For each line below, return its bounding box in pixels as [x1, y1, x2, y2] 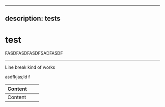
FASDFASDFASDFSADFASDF [5, 50, 63, 56]
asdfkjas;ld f [5, 74, 30, 80]
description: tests [5, 14, 60, 23]
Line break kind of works [5, 64, 55, 70]
